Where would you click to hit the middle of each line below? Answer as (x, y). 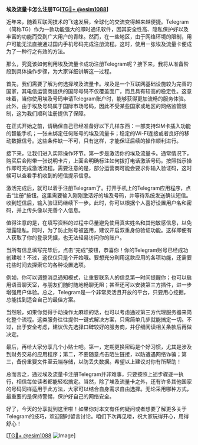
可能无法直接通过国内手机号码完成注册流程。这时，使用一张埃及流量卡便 (99, 44)
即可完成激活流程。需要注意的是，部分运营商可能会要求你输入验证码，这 (99, 168)
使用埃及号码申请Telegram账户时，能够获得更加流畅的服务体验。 (110, 99)
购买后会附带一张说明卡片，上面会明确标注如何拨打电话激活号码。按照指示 (96, 161)
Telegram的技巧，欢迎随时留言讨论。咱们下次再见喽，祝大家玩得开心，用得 (98, 416)
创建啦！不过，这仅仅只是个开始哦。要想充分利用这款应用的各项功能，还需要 (99, 257)
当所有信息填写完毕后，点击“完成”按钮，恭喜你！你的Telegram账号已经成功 (97, 250)
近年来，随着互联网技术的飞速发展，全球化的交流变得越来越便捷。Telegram (98, 22)
